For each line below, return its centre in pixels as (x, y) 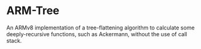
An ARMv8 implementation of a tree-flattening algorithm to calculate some (100, 28)
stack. (14, 40)
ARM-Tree (33, 11)
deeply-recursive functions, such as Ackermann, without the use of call (97, 34)
